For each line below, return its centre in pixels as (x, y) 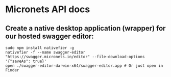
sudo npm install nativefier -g (40, 48)
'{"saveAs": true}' (26, 61)
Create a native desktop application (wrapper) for (86, 28)
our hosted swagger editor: (50, 36)
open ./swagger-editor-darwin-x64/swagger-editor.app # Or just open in (84, 66)
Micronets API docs (48, 9)
